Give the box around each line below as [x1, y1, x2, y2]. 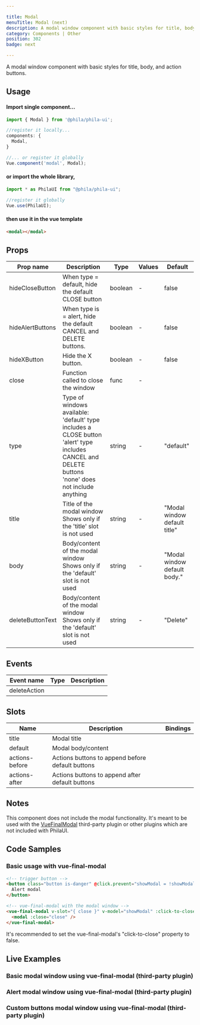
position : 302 [6, 36, 42, 42]
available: [62, 409, 89, 417]
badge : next [6, 42, 36, 48]
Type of [62, 394, 85, 402]
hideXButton [9, 356, 44, 364]
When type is [62, 305, 99, 313]
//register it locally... [6, 127, 70, 133]
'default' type [62, 416, 100, 424]
